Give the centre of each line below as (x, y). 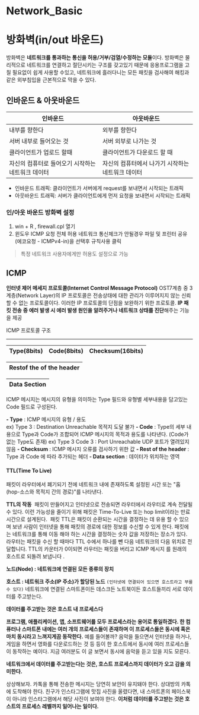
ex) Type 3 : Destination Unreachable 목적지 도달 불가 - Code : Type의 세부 (96, 427)
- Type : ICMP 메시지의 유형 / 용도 (46, 419)
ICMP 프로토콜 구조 (29, 330)
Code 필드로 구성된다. (32, 407)
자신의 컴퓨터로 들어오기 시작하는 (52, 163)
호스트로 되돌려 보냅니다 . (36, 556)
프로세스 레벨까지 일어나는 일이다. (60, 706)
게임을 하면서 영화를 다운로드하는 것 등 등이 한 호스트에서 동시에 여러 (85, 644)
